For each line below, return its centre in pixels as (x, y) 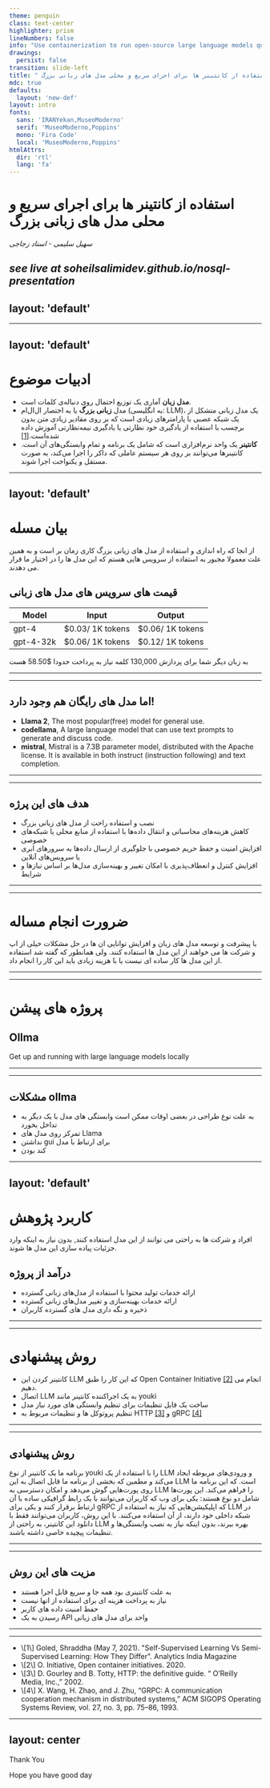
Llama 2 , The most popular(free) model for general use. (113, 721)
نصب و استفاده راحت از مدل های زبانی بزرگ (87, 823)
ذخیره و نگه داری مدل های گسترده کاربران (84, 1310)
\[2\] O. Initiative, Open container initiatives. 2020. (103, 1665)
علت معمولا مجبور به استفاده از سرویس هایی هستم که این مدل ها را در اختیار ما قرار (135, 558)
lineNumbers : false (42, 38)
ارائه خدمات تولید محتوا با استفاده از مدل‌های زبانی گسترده (108, 1293)
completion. (40, 763)
